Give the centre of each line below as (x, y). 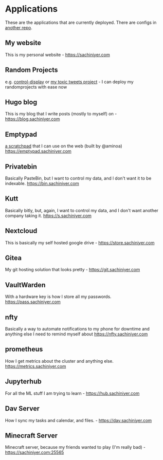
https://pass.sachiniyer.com (33, 302)
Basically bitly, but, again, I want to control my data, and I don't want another (82, 210)
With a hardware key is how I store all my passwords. (58, 297)
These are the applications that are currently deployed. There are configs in (81, 22)
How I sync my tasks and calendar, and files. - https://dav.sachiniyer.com (79, 420)
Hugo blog (21, 102)
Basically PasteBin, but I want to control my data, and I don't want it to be (78, 178)
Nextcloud (21, 231)
